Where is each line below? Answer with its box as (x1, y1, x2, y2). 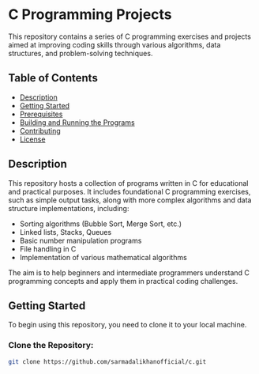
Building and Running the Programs (19, 117, 136, 127)
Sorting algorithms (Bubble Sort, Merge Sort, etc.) (19, 219, 182, 229)
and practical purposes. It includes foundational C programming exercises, (8, 187, 251, 196)
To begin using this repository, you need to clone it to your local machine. (8, 320, 247, 330)
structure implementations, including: (8, 203, 129, 213)
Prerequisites (19, 109, 63, 119)
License (19, 134, 46, 144)
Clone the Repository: (8, 340, 94, 351)
